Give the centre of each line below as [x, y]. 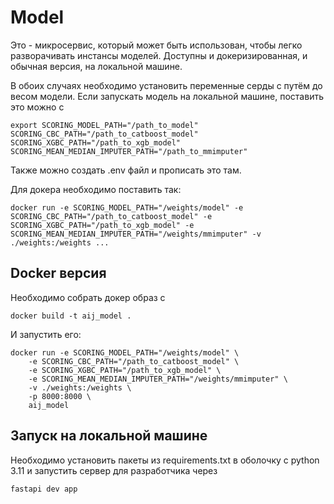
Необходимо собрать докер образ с [88, 297]
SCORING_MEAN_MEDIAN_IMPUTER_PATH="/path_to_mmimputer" [129, 151]
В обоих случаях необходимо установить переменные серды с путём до [166, 85]
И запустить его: [46, 334]
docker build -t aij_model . [71, 316]
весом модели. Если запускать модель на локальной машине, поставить [167, 96]
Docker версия [58, 273]
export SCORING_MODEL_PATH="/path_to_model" [104, 125]
